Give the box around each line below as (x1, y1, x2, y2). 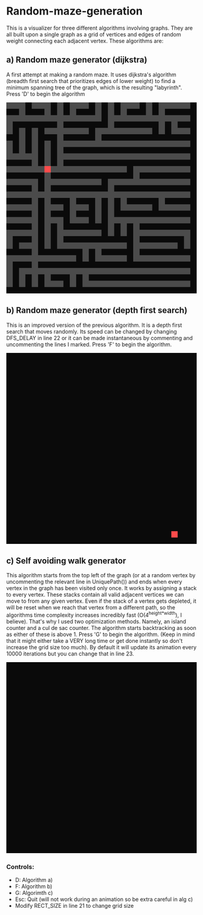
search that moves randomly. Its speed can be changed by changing (6, 327, 177, 335)
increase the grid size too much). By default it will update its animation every (6, 644, 197, 651)
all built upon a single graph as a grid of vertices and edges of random (6, 30, 181, 38)
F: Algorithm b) (14, 883, 53, 890)
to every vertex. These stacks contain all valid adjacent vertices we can (6, 591, 184, 598)
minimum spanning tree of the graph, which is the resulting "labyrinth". (6, 84, 182, 91)
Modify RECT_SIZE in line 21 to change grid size (14, 902, 134, 910)
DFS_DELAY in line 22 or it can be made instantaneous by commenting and (6, 334, 193, 341)
